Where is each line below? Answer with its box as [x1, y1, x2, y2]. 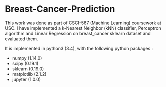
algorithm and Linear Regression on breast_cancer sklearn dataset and [5, 30, 151, 36]
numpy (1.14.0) [12, 55, 42, 61]
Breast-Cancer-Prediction [5, 3, 115, 15]
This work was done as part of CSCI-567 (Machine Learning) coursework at [5, 20, 161, 26]
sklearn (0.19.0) [12, 66, 44, 72]
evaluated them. [5, 36, 38, 42]
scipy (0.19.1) [12, 60, 39, 66]
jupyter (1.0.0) [12, 76, 41, 82]
